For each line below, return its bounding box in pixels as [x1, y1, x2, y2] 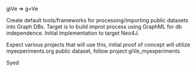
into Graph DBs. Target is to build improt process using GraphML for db [6, 23, 182, 30]
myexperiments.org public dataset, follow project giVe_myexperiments [6, 47, 180, 55]
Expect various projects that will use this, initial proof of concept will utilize [6, 41, 191, 48]
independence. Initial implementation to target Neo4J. [6, 29, 139, 37]
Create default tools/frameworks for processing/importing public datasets [6, 17, 189, 23]
